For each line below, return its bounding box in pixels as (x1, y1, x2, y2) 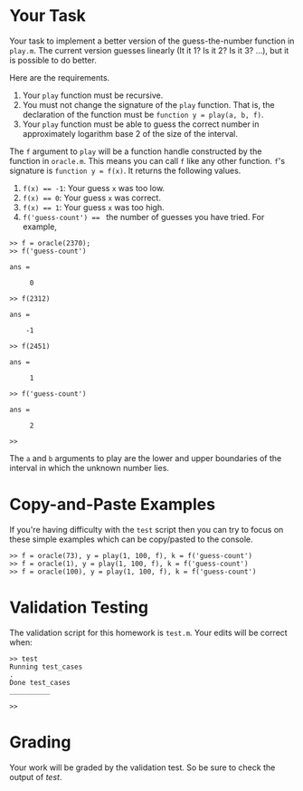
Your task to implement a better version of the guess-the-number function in (9, 35, 295, 46)
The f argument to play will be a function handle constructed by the (9, 146, 262, 157)
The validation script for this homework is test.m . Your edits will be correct (9, 627, 288, 638)
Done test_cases (9, 678, 71, 687)
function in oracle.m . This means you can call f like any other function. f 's (9, 155, 286, 166)
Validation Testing (9, 597, 149, 618)
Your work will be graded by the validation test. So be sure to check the (9, 762, 276, 773)
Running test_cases (9, 662, 83, 671)
